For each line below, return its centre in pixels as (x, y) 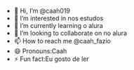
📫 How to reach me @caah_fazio (62, 41)
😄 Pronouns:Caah (40, 51)
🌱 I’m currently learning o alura (58, 26)
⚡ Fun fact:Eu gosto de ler (51, 59)
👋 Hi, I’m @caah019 (42, 11)
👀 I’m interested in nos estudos (59, 18)
